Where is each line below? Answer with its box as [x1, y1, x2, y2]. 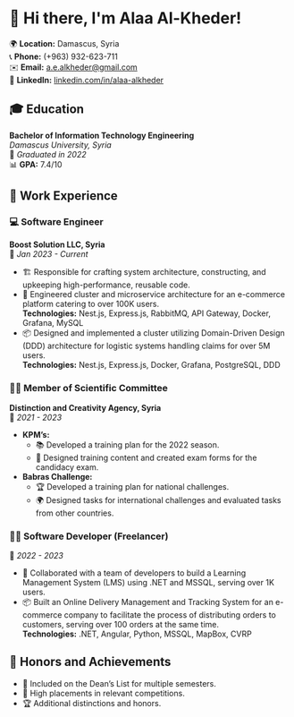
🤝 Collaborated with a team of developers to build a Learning [21, 568, 247, 578]
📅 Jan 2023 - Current [9, 249, 88, 260]
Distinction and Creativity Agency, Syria [9, 402, 162, 413]
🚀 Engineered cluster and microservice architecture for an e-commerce [21, 289, 286, 300]
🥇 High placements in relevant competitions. [21, 687, 185, 698]
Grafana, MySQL [21, 318, 84, 329]
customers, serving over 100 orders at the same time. [21, 619, 219, 630]
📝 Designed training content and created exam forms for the [35, 452, 257, 463]
